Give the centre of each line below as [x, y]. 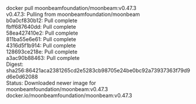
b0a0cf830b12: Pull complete [42, 21]
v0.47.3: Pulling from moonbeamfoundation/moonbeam [73, 14]
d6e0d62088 [22, 77]
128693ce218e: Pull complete [42, 52]
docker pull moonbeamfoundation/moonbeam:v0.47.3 [71, 8]
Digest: [15, 64]
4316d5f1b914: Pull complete [41, 46]
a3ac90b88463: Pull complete [43, 58]
